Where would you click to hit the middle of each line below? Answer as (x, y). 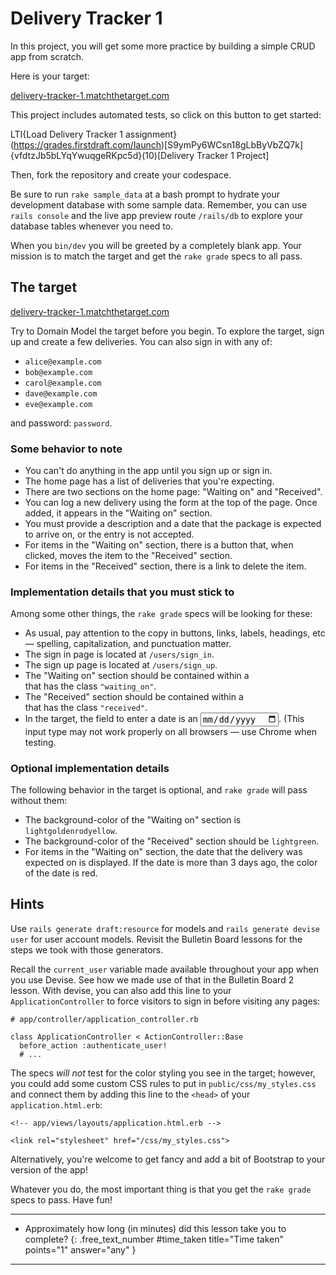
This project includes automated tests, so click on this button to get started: (166, 114)
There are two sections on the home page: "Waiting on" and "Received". (173, 492)
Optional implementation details (90, 768)
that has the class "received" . (86, 708)
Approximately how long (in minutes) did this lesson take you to (155, 1228)
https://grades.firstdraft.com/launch (87, 144)
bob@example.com (58, 372)
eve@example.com (58, 404)
